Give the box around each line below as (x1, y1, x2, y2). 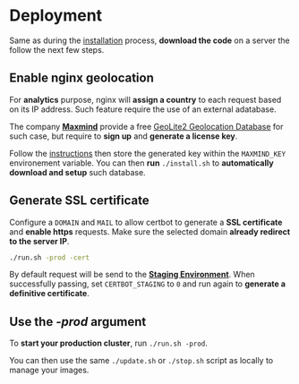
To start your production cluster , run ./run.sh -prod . (9, 337, 209, 349)
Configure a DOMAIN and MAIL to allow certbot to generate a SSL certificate (9, 217, 283, 227)
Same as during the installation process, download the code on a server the (9, 35, 291, 46)
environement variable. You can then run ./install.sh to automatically (9, 158, 275, 168)
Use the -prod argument (9, 314, 147, 329)
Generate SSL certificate (9, 193, 149, 209)
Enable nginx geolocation (9, 71, 155, 86)
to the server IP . (9, 235, 70, 246)
